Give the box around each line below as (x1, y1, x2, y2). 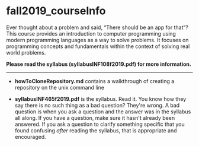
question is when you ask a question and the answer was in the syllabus (14, 108, 191, 115)
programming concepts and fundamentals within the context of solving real (6, 43, 190, 50)
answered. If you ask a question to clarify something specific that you (14, 120, 185, 128)
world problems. (6, 49, 46, 56)
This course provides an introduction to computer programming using (6, 30, 176, 37)
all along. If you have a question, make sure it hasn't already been (14, 114, 175, 121)
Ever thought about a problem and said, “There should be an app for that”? (6, 24, 188, 31)
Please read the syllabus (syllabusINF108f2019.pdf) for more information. (6, 61, 191, 68)
